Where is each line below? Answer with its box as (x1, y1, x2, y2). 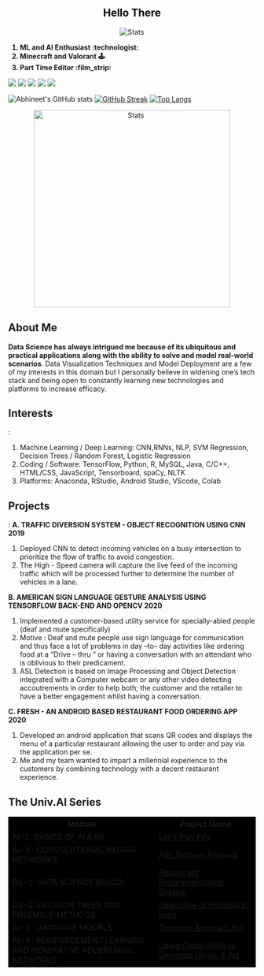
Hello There (103, 6, 161, 20)
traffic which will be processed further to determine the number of (19, 569, 234, 579)
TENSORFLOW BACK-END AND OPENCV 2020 (8, 601, 163, 610)
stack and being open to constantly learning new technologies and (8, 375, 224, 385)
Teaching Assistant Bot (158, 922, 244, 933)
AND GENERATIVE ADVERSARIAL (12, 945, 136, 956)
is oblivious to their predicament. (19, 658, 126, 668)
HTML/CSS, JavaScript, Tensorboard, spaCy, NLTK (19, 468, 186, 478)
